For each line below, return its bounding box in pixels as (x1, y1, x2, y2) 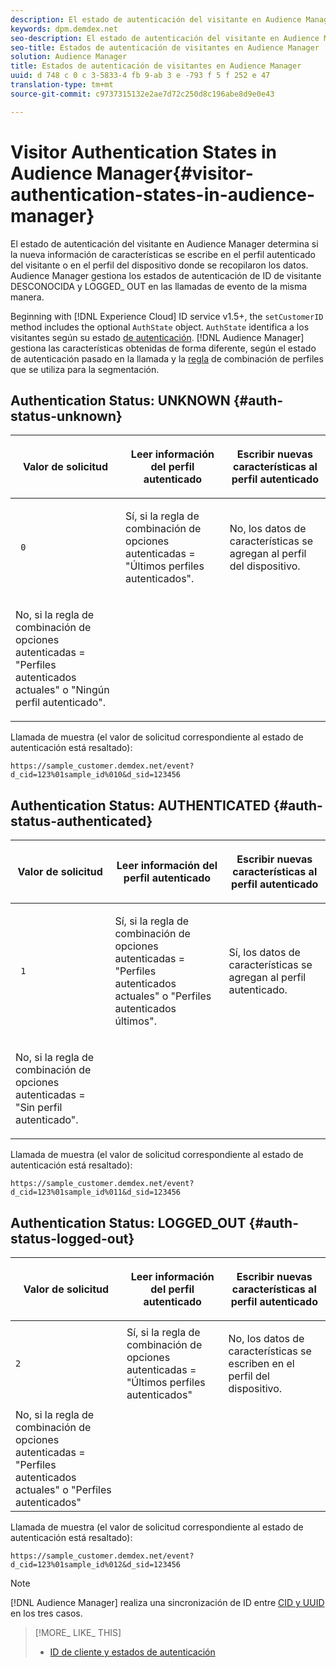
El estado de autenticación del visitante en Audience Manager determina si (10, 237, 319, 250)
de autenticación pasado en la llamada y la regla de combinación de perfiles (10, 352, 324, 365)
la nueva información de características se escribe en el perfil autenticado (10, 248, 316, 260)
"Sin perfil (15, 1101, 63, 1115)
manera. (10, 291, 45, 303)
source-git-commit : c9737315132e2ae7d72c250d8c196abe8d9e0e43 (10, 89, 275, 99)
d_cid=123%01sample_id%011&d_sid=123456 (10, 1187, 182, 1198)
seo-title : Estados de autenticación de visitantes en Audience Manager (10, 42, 320, 53)
